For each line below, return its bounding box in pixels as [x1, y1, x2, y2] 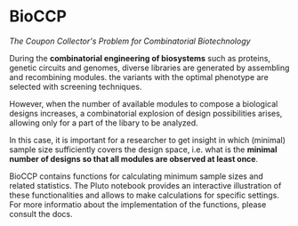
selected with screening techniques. [9, 81, 142, 92]
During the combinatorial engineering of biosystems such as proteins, [9, 52, 271, 63]
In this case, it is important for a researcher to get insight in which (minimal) [9, 134, 286, 145]
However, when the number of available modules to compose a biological [9, 98, 278, 109]
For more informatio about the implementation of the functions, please [9, 198, 267, 210]
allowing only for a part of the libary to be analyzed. [9, 117, 198, 128]
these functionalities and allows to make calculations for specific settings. [9, 190, 280, 200]
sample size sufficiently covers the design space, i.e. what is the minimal [9, 144, 278, 155]
